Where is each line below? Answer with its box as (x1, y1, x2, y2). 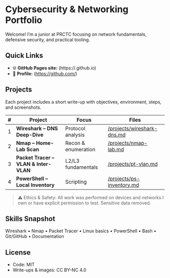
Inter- (36, 160, 52, 167)
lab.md (108, 146, 124, 153)
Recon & (65, 139, 85, 146)
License (5, 248, 31, 257)
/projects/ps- (108, 175, 140, 182)
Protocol (65, 125, 86, 132)
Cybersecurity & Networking (5, 4, 129, 15)
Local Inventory (16, 181, 55, 189)
